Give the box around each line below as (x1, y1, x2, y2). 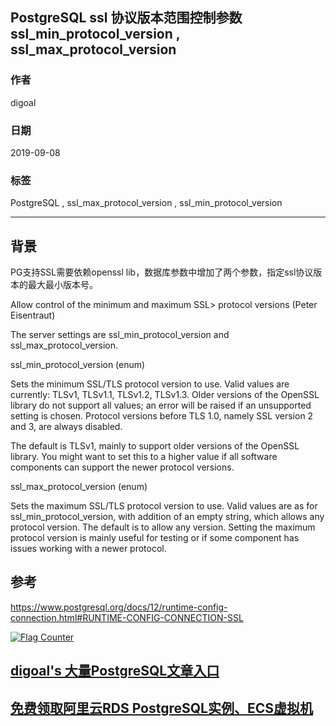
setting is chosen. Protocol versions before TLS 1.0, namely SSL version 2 (10, 410, 314, 422)
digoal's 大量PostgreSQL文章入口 (10, 663, 220, 680)
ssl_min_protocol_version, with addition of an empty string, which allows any (10, 511, 325, 523)
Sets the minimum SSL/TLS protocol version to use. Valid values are (10, 378, 290, 390)
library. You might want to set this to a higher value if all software (10, 451, 278, 463)
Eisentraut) (10, 309, 56, 322)
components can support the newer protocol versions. (10, 461, 235, 473)
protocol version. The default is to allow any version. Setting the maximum (10, 521, 316, 533)
